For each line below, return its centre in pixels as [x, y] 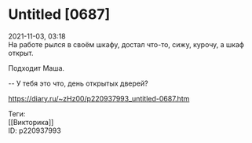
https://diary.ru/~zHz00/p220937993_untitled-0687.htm [99, 98]
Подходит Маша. [37, 68]
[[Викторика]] [31, 122]
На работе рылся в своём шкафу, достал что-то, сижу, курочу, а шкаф [126, 44]
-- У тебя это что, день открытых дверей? [78, 83]
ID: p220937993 [35, 130]
